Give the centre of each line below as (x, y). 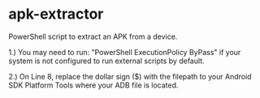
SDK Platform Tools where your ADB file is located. (93, 85)
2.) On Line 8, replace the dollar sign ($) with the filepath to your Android (130, 76)
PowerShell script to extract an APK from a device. (93, 36)
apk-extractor (56, 14)
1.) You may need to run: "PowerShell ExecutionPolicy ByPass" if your (125, 52)
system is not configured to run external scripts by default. (106, 61)
